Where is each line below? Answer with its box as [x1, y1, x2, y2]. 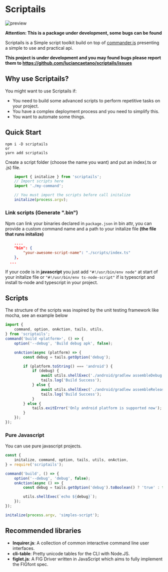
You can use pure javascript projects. [5, 443, 82, 449]
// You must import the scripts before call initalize [14, 192, 131, 198]
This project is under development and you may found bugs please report [5, 54, 161, 61]
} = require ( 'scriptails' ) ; [5, 462, 64, 467]
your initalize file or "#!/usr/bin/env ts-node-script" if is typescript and [5, 274, 155, 280]
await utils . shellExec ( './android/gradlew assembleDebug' [40, 373, 164, 378]
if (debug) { [31, 368, 59, 374]
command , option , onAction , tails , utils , [14, 327, 104, 332]
